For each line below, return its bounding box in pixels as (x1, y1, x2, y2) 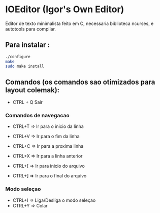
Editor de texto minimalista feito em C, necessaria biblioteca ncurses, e (5, 20, 154, 26)
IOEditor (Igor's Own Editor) (5, 4, 124, 15)
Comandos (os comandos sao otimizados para (5, 77, 155, 86)
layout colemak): (5, 86, 60, 94)
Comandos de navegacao (5, 112, 70, 119)
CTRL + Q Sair (12, 99, 43, 105)
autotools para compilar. (5, 25, 56, 32)
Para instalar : (5, 41, 50, 49)
